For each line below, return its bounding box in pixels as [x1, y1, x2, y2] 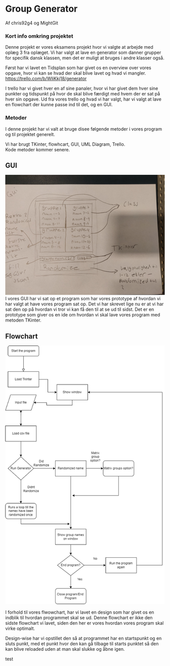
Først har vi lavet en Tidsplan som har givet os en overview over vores [5, 65, 152, 71]
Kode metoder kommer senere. [5, 146, 70, 152]
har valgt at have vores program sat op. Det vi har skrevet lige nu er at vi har [5, 301, 164, 307]
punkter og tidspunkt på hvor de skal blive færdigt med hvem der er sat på [5, 91, 160, 97]
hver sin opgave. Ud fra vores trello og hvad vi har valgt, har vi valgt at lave [5, 96, 162, 102]
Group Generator [5, 3, 78, 15]
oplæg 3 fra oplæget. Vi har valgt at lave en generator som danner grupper [5, 49, 161, 56]
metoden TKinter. [5, 317, 41, 323]
